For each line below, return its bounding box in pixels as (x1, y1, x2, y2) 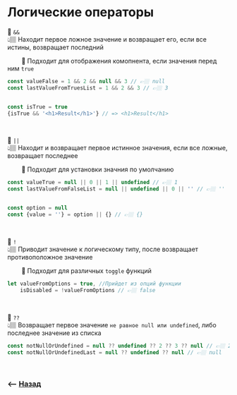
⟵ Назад (7, 379, 42, 389)
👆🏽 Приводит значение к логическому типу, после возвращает (7, 245, 199, 253)
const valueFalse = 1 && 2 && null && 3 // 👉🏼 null (7, 78, 166, 85)
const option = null (7, 205, 68, 212)
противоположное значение (7, 253, 93, 261)
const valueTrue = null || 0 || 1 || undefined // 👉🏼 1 (7, 179, 178, 186)
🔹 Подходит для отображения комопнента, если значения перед (20, 56, 217, 65)
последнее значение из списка (7, 329, 102, 337)
